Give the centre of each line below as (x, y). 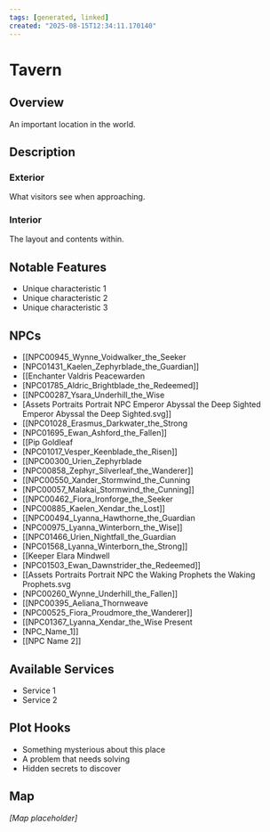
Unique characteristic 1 (64, 289)
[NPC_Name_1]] (50, 632)
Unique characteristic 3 (65, 307)
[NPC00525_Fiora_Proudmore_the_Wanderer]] (107, 613)
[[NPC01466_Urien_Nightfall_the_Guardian (99, 537)
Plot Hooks (40, 728)
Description (42, 152)
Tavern (36, 70)
